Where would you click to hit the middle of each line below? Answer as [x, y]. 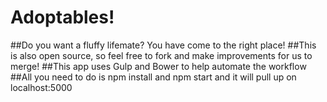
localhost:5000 [41, 87]
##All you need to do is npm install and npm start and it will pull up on [153, 77]
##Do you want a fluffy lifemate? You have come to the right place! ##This [163, 45]
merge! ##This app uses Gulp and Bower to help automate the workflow [158, 66]
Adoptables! [62, 17]
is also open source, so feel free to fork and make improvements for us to [161, 55]
